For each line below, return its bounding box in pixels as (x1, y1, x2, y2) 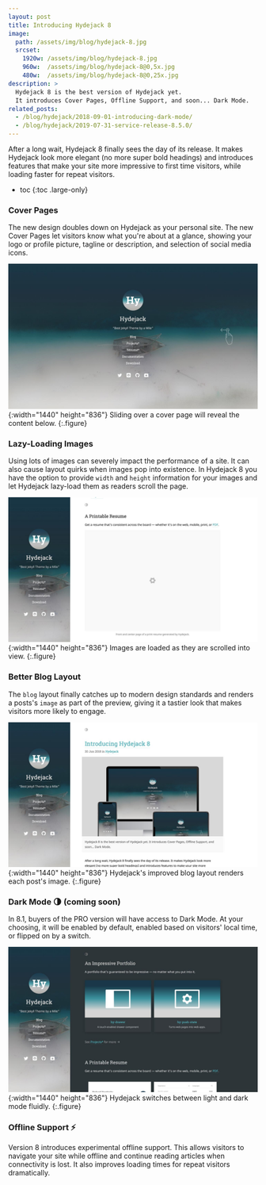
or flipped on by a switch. (8, 931, 91, 941)
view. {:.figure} (8, 651, 57, 662)
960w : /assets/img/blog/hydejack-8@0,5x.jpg (22, 63, 176, 71)
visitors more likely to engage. (8, 706, 107, 715)
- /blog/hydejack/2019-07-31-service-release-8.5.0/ (15, 121, 193, 130)
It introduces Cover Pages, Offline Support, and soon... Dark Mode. (15, 96, 249, 105)
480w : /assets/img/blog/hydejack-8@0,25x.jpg (22, 71, 179, 79)
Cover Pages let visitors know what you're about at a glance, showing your (8, 231, 252, 241)
